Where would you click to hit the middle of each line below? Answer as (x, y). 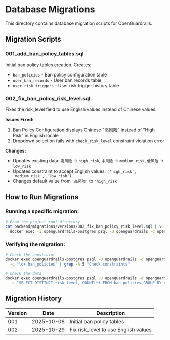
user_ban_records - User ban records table (57, 80)
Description (111, 313)
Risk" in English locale (36, 135)
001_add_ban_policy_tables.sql (45, 54)
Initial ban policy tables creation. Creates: (48, 65)
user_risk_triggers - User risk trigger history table (66, 85)
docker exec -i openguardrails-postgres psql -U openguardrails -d (82, 232)
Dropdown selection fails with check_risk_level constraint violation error (88, 141)
